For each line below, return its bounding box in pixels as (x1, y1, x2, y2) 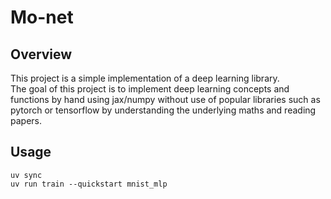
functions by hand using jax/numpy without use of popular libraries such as (10, 94, 321, 105)
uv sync (10, 170, 43, 180)
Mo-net (10, 6, 74, 29)
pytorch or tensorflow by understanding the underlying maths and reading (10, 104, 317, 116)
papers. (10, 115, 42, 126)
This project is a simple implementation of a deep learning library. (10, 72, 280, 84)
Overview (10, 46, 73, 63)
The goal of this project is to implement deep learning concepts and (10, 83, 290, 95)
